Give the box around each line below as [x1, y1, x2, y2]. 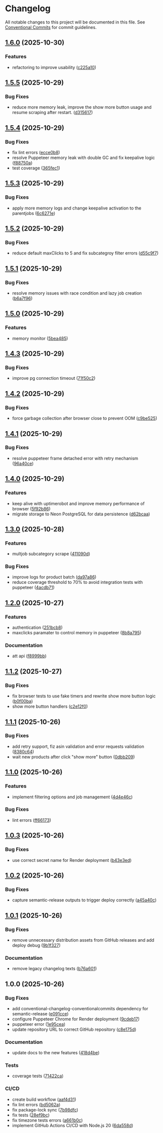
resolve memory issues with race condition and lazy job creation [12, 290, 142, 296]
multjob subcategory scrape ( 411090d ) [12, 551, 90, 557]
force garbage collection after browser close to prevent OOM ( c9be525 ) [12, 416, 158, 421]
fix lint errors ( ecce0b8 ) [12, 150, 60, 155]
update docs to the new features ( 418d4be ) [12, 1050, 100, 1056]
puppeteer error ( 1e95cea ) [12, 1021, 66, 1027]
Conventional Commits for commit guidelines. [5, 24, 97, 30]
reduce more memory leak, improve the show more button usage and [12, 104, 152, 110]
